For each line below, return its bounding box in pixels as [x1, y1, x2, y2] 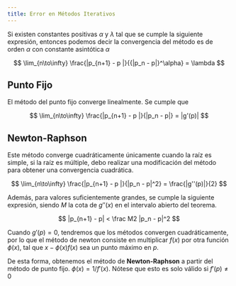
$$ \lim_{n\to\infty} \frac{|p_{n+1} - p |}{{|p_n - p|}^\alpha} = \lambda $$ [13, 58, 225, 67]
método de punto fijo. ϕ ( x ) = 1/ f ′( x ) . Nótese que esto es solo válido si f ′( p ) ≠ [7, 265, 229, 273]
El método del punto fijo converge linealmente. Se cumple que [7, 98, 189, 106]
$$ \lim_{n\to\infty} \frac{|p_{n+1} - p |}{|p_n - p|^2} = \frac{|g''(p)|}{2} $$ [11, 180, 227, 188]
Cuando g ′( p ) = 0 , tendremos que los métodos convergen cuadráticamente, [7, 228, 229, 237]
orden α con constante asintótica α [7, 45, 110, 53]
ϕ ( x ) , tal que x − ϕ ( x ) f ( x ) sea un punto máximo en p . [7, 244, 159, 252]
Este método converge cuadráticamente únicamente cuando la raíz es [7, 151, 212, 159]
